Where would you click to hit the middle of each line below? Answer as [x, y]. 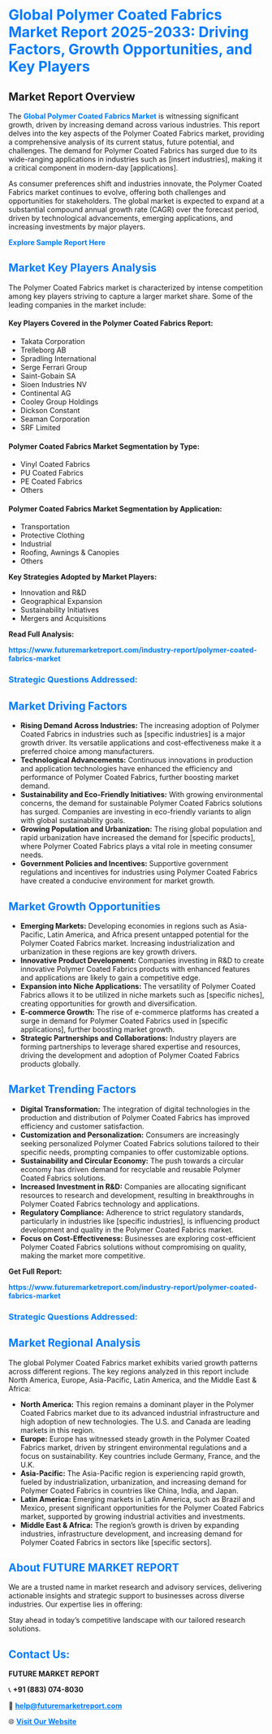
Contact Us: [39, 1654]
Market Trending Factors [72, 1089]
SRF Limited [40, 428]
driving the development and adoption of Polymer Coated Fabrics [130, 1055]
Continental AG [45, 393]
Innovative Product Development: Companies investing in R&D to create [142, 960]
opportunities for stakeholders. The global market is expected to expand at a [136, 201]
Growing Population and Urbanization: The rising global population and [141, 829]
